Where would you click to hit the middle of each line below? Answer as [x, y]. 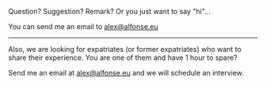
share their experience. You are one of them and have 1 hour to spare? [123, 57]
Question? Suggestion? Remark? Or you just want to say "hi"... [110, 11]
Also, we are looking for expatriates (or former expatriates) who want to [125, 49]
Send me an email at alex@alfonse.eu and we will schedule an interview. [126, 73]
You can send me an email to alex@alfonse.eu [83, 26]
